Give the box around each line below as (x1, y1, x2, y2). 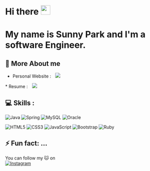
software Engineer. (5, 39, 86, 51)
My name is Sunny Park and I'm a (5, 29, 146, 40)
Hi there (5, 6, 39, 17)
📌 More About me (5, 59, 60, 67)
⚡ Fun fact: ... (5, 139, 47, 147)
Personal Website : (12, 73, 51, 79)
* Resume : (5, 83, 28, 89)
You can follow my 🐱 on (5, 155, 55, 161)
